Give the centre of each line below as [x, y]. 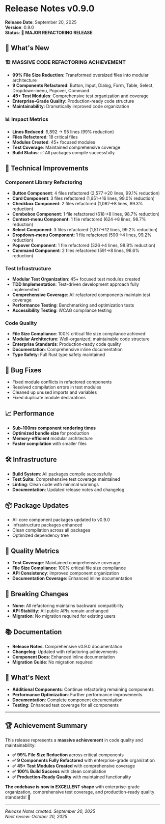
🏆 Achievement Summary [46, 726]
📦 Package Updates [37, 506]
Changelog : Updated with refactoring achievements [65, 652]
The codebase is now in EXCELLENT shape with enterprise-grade [72, 787]
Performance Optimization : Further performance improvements [77, 694]
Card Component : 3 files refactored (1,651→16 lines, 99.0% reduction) [83, 198]
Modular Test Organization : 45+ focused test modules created [76, 279]
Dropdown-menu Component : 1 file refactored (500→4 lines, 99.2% [82, 235]
